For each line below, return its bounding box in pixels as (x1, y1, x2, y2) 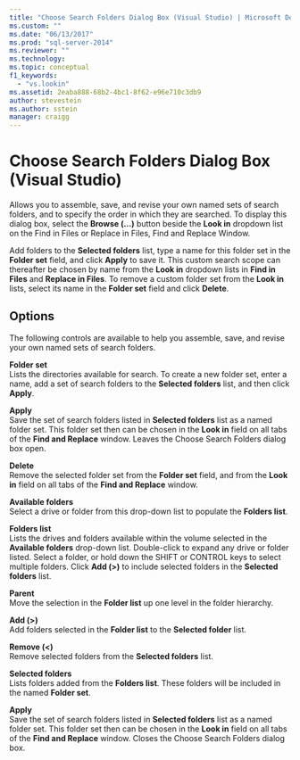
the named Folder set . (9, 687, 91, 698)
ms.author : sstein (9, 104, 78, 113)
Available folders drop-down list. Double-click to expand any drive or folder (9, 541, 289, 553)
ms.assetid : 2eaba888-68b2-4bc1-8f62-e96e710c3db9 (9, 87, 202, 96)
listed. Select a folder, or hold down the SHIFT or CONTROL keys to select (9, 551, 281, 562)
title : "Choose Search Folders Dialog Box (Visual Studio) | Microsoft (9, 12, 281, 22)
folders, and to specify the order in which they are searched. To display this (9, 209, 287, 219)
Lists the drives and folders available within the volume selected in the (9, 533, 268, 543)
